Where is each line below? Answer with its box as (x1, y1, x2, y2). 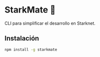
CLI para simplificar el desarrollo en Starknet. (4, 20, 96, 26)
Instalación (4, 34, 40, 43)
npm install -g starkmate (4, 47, 57, 52)
